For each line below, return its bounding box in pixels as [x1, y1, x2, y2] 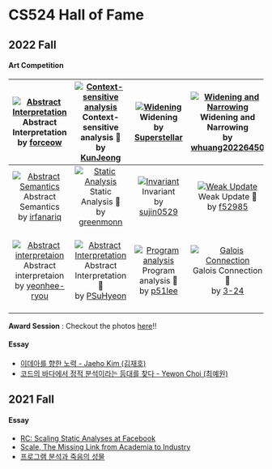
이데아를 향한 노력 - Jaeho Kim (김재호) [19, 358, 147, 368]
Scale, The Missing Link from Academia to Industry [19, 441, 191, 451]
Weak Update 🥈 [198, 190, 257, 202]
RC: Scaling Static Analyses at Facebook [19, 433, 156, 443]
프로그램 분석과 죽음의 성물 [19, 451, 105, 461]
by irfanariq [17, 211, 62, 222]
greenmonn [79, 216, 123, 228]
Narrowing [206, 122, 249, 133]
